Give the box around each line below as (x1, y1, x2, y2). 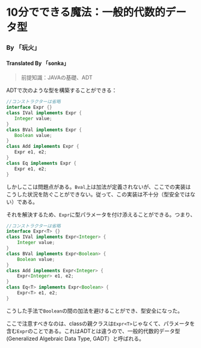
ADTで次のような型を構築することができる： (6, 87, 117, 94)
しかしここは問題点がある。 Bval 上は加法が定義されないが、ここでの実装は (6, 183, 191, 190)
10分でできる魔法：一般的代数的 (6, 5, 165, 19)
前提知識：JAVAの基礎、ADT (20, 74, 93, 81)
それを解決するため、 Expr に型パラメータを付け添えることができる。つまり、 (6, 211, 196, 218)
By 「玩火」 (6, 43, 40, 52)
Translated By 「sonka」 (6, 60, 69, 67)
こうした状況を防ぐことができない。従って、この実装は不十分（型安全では (6, 191, 191, 198)
